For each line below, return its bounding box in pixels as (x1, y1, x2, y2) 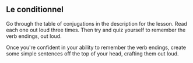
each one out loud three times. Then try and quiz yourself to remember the (6, 26, 186, 33)
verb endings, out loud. (6, 32, 62, 40)
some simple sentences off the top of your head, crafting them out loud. (6, 50, 179, 57)
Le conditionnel (6, 5, 64, 15)
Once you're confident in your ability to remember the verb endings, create (6, 44, 187, 51)
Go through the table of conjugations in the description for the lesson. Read (6, 20, 188, 27)
